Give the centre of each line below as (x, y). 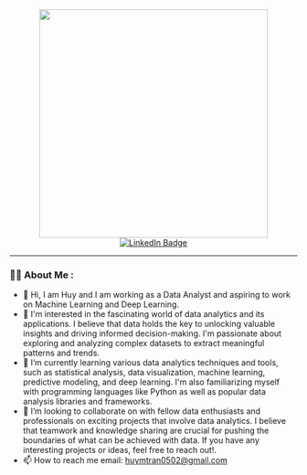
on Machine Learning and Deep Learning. (101, 304)
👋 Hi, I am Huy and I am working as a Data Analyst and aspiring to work (156, 295)
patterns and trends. (61, 353)
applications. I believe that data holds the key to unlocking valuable (149, 324)
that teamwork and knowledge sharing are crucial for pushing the (146, 431)
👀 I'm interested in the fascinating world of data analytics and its (143, 314)
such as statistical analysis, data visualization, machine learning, (144, 373)
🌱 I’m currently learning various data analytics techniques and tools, (150, 363)
